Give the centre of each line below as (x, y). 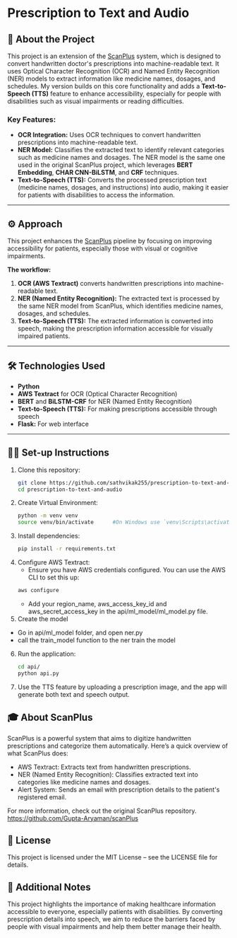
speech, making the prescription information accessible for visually (115, 329)
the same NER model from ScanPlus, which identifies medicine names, (120, 306)
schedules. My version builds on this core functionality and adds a (104, 86)
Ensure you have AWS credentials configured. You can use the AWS (127, 570)
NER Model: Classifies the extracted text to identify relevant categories (121, 150)
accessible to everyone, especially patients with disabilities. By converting (115, 912)
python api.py (38, 673)
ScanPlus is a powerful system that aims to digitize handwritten (99, 738)
